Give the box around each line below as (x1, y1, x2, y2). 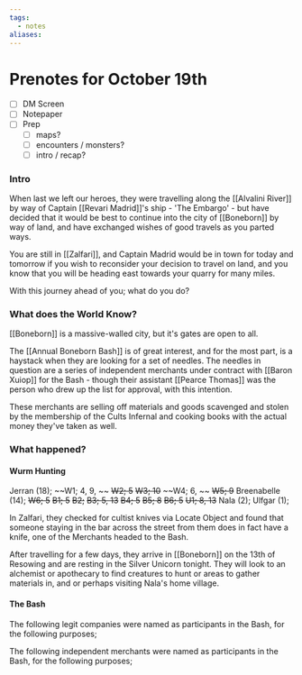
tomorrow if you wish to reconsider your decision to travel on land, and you (9, 258, 288, 269)
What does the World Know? (9, 307, 138, 320)
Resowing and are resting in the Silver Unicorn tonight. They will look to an (9, 559, 286, 570)
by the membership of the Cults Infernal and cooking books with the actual (9, 411, 287, 422)
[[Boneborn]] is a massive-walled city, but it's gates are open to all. (9, 328, 259, 339)
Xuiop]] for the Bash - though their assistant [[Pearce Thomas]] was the (9, 375, 277, 386)
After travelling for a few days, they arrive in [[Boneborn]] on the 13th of (9, 549, 276, 560)
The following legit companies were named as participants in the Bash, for (9, 618, 286, 629)
